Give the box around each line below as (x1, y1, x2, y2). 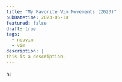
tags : (6, 31, 20, 37)
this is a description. (6, 54, 66, 60)
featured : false (6, 20, 47, 26)
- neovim (11, 37, 34, 43)
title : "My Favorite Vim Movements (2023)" (6, 8, 117, 15)
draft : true (6, 25, 36, 32)
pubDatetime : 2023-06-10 (6, 14, 69, 20)
